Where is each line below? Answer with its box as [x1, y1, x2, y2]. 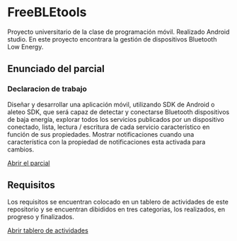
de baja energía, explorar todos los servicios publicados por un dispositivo [7, 115, 224, 123]
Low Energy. [7, 42, 44, 51]
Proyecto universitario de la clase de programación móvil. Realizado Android [7, 27, 230, 36]
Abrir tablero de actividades [7, 226, 88, 235]
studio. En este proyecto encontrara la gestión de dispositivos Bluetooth [7, 35, 217, 43]
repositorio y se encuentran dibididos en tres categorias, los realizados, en [7, 205, 225, 214]
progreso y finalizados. [7, 213, 74, 221]
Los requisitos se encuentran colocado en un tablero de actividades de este [7, 198, 229, 206]
